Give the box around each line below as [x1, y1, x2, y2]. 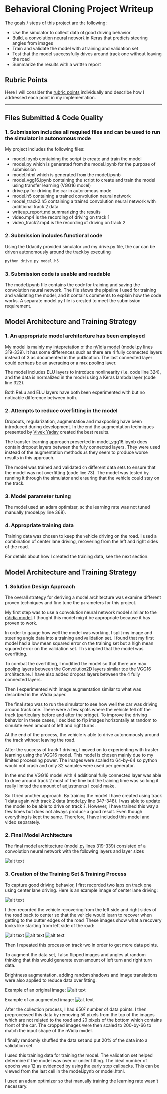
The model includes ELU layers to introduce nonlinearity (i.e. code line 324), [5, 369, 161, 375]
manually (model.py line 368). [5, 509, 66, 515]
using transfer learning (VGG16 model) [12, 182, 91, 188]
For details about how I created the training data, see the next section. [5, 553, 149, 560]
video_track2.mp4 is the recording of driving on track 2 [12, 220, 126, 226]
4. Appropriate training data [5, 522, 74, 529]
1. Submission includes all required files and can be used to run [5, 129, 161, 136]
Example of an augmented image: [5, 996, 74, 1002]
